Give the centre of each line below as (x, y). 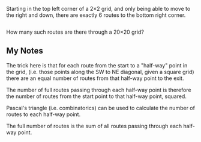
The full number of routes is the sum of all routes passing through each (94, 126)
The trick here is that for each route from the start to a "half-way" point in (97, 65)
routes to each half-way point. (43, 114)
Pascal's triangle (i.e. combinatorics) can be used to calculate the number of (100, 108)
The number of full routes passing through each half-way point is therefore (99, 90)
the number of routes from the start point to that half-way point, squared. (97, 96)
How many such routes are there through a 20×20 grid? (75, 32)
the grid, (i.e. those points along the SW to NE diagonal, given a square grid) (100, 72)
